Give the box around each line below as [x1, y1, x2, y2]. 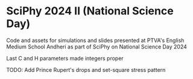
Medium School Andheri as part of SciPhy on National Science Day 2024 [6, 43, 187, 50]
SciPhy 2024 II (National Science [6, 4, 174, 18]
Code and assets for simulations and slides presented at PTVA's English [6, 37, 185, 44]
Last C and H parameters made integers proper [6, 54, 124, 62]
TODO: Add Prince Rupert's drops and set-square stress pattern [6, 66, 166, 73]
